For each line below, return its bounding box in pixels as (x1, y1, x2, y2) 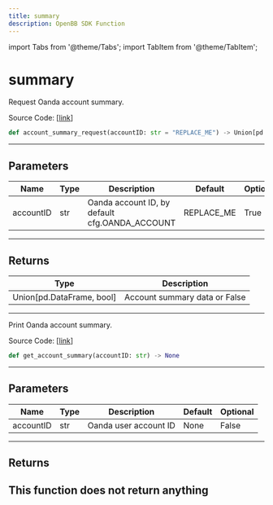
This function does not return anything (8, 484, 209, 498)
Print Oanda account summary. (8, 319, 112, 330)
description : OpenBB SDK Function (8, 20, 126, 28)
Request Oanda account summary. (8, 97, 124, 107)
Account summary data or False (124, 291, 246, 302)
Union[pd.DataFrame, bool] (12, 291, 117, 302)
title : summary (8, 11, 60, 20)
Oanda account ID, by (87, 197, 171, 209)
